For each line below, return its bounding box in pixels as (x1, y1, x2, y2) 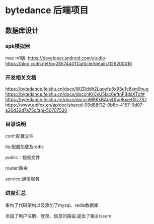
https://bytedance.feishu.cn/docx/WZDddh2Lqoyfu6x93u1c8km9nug (5, 86, 149, 92)
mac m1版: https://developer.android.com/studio (5, 55, 105, 61)
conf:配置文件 (5, 133, 34, 139)
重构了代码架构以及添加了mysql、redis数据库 (5, 202, 99, 208)
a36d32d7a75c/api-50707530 (5, 107, 67, 113)
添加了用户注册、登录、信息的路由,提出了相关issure (5, 212, 112, 219)
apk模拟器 (5, 42, 30, 49)
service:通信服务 (5, 176, 40, 182)
